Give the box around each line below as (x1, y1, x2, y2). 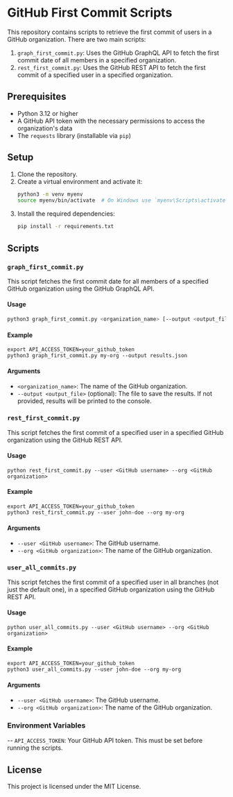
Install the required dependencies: (17, 209, 116, 218)
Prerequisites (7, 91, 67, 103)
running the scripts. (7, 744, 63, 752)
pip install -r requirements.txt (17, 223, 114, 230)
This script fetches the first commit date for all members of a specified (7, 277, 209, 285)
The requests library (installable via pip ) (17, 131, 132, 139)
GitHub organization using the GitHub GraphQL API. (7, 284, 155, 293)
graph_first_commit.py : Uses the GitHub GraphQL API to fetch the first (17, 49, 220, 57)
